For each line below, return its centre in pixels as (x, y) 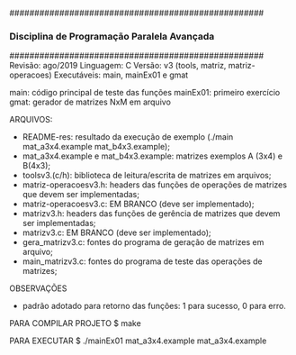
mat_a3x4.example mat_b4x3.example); (96, 147)
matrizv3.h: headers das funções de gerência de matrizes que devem (151, 214)
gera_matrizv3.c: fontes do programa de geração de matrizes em (143, 242)
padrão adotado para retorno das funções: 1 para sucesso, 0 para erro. (154, 306)
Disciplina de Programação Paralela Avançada (112, 36)
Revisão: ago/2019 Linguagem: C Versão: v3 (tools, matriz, (118, 66)
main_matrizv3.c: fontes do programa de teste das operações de (142, 261)
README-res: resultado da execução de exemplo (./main (128, 137)
